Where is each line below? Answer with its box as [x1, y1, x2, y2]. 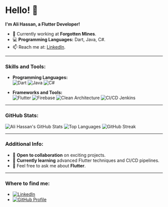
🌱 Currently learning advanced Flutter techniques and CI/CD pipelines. [12, 157, 159, 163]
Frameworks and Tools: [12, 90, 62, 96]
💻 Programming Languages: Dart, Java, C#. [12, 36, 106, 42]
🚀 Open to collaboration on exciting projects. [12, 152, 106, 158]
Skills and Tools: [5, 63, 46, 70]
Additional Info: [5, 140, 43, 147]
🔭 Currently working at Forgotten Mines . [12, 31, 96, 37]
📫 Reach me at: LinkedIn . [12, 44, 66, 50]
